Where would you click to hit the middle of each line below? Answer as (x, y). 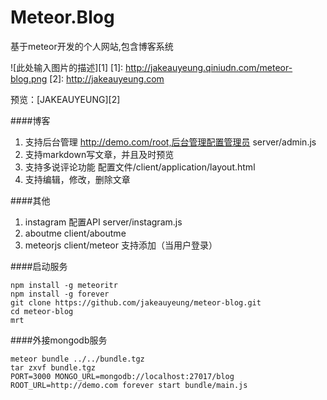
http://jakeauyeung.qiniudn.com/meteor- (208, 67)
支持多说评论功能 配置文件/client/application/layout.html (140, 167)
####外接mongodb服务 (59, 340)
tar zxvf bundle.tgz (53, 367)
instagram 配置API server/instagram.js (103, 222)
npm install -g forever (60, 294)
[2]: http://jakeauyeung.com (107, 78)
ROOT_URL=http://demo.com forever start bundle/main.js (129, 385)
